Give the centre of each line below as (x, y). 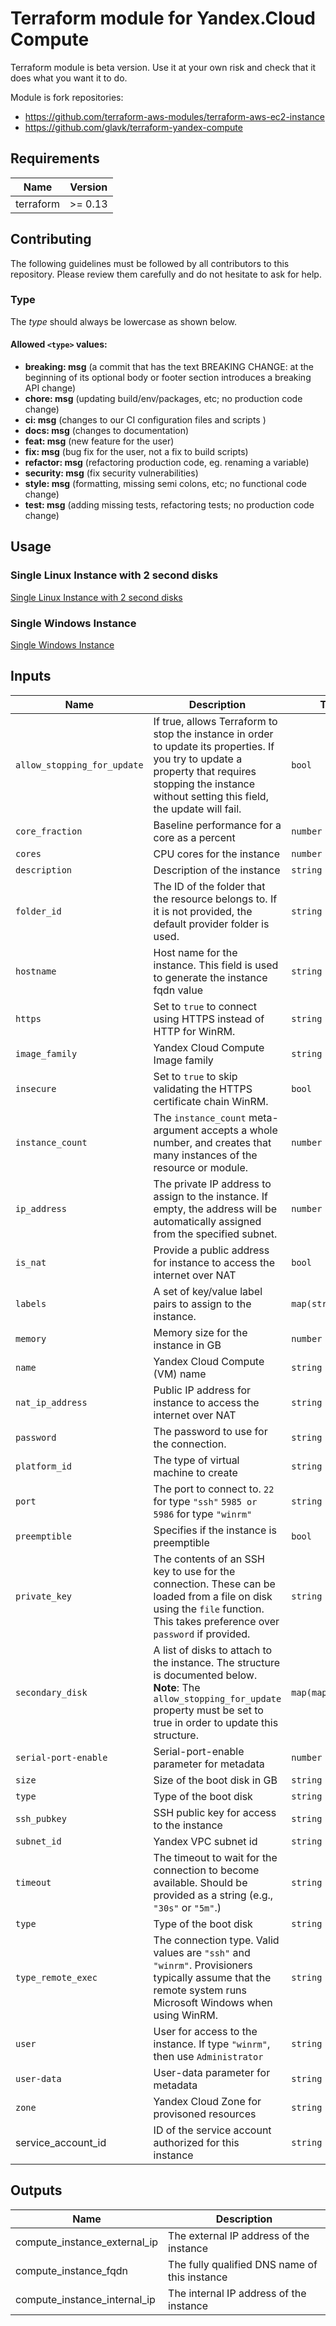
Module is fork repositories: (67, 97)
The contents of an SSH (209, 1559)
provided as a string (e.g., (213, 1895)
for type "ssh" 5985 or (205, 1501)
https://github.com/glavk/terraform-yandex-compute (133, 127)
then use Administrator (208, 2056)
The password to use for (210, 1431)
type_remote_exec (56, 1977)
